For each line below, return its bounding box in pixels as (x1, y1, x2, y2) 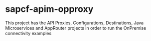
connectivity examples (5, 30, 52, 36)
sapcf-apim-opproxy (5, 3, 94, 15)
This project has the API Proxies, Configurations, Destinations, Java (5, 20, 144, 26)
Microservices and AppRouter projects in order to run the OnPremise (5, 25, 147, 31)
